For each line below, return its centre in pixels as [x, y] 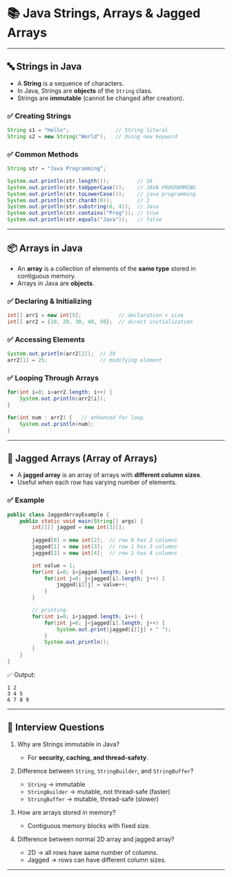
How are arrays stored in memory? [66, 812]
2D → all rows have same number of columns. [93, 852]
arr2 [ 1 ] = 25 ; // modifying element [85, 360]
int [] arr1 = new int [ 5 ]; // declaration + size [96, 316]
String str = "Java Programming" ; [57, 169]
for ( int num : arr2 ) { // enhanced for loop [75, 417]
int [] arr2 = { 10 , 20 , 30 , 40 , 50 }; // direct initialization [100, 322]
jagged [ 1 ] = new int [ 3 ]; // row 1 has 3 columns [105, 547]
